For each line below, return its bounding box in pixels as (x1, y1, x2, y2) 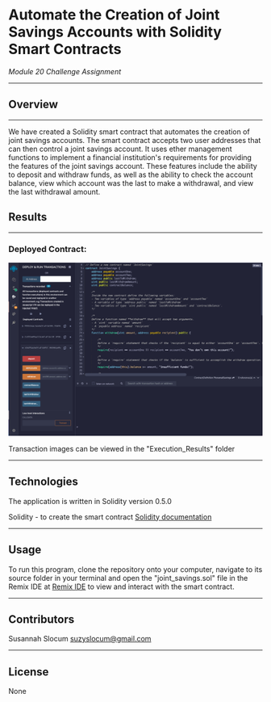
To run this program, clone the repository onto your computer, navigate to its (8, 564, 263, 574)
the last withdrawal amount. (8, 187, 101, 196)
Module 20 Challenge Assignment (8, 66, 122, 76)
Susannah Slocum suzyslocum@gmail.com (8, 634, 152, 644)
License (8, 665, 49, 679)
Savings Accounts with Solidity (8, 23, 222, 41)
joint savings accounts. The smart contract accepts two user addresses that (8, 135, 261, 145)
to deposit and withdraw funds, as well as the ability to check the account (8, 170, 253, 179)
